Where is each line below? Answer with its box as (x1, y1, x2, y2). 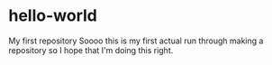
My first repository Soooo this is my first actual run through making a (8, 35, 264, 46)
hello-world (8, 5, 98, 26)
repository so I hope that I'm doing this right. (8, 44, 174, 55)
